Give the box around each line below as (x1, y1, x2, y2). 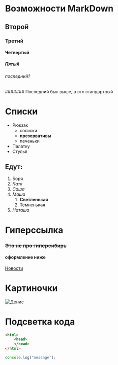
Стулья (12, 148, 28, 154)
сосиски (19, 127, 38, 133)
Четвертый (5, 50, 29, 56)
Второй (5, 23, 29, 31)
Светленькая (19, 197, 48, 203)
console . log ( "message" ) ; (5, 355, 56, 360)
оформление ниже (5, 255, 46, 260)
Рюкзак (12, 122, 29, 128)
